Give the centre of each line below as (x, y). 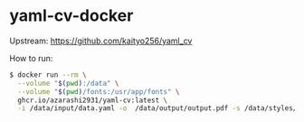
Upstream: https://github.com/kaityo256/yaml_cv (101, 41)
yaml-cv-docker (71, 16)
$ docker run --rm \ (48, 75)
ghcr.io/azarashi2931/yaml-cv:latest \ (93, 100)
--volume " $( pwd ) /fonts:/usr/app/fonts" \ (99, 91)
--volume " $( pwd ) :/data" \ (68, 83)
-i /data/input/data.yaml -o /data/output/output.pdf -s (129, 108)
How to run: (31, 58)
